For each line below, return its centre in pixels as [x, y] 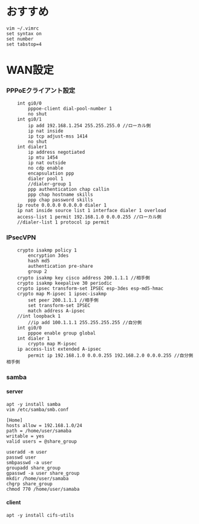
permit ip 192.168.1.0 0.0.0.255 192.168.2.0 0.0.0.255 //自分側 [111, 355]
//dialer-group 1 [50, 184]
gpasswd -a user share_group [43, 473]
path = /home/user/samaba [39, 431]
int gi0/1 [30, 119]
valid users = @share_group [42, 441]
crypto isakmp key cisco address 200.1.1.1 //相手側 [83, 278]
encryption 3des [48, 255]
